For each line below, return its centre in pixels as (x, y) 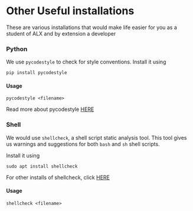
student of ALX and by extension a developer (61, 33)
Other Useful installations (70, 11)
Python (17, 49)
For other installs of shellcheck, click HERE (58, 177)
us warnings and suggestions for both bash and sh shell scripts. (83, 144)
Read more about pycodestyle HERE (50, 109)
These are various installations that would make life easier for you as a (91, 27)
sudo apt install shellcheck (42, 166)
